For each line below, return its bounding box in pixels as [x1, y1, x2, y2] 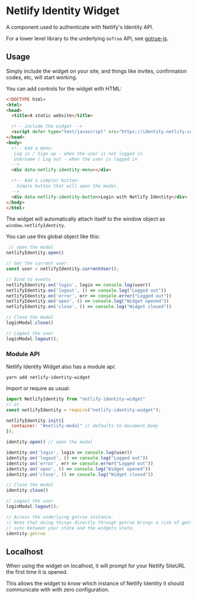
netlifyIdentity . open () [6, 250, 64, 256]
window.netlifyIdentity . [6, 222, 66, 229]
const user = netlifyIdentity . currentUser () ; [6, 266, 119, 272]
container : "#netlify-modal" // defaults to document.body [11, 423, 159, 429]
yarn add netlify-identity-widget [6, 374, 91, 380]
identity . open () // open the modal [6, 439, 93, 445]
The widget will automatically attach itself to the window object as [6, 215, 165, 222]
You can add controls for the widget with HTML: [6, 85, 122, 92]
